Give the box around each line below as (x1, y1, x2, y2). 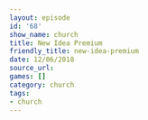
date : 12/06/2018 (9, 55, 75, 64)
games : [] (9, 72, 47, 81)
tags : (9, 88, 30, 97)
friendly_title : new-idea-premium (9, 47, 140, 56)
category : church (9, 80, 75, 89)
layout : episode (9, 13, 70, 23)
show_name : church (9, 30, 79, 39)
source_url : (9, 64, 54, 73)
